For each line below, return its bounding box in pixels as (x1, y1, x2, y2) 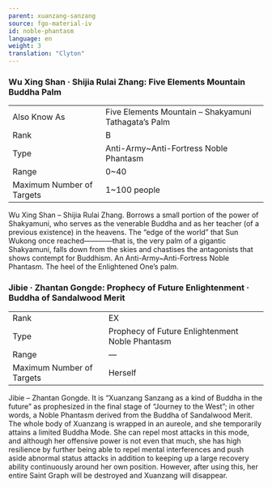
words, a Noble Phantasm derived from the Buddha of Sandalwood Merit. (8, 410, 253, 420)
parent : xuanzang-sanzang (8, 11, 96, 20)
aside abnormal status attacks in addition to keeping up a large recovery (8, 453, 249, 463)
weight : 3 (8, 42, 42, 50)
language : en (8, 34, 53, 43)
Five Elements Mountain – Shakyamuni (104, 106, 253, 118)
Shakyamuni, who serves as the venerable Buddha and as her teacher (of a (8, 219, 260, 229)
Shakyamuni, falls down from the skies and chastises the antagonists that (8, 245, 253, 255)
